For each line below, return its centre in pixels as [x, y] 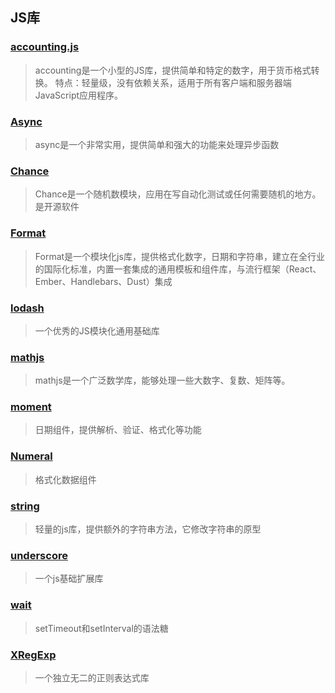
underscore [39, 555]
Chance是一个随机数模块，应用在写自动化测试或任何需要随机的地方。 [178, 194]
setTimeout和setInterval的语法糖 [101, 628]
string [25, 506]
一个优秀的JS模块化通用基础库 [97, 330]
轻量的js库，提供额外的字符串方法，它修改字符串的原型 [148, 529]
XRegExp [33, 655]
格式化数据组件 [65, 479]
